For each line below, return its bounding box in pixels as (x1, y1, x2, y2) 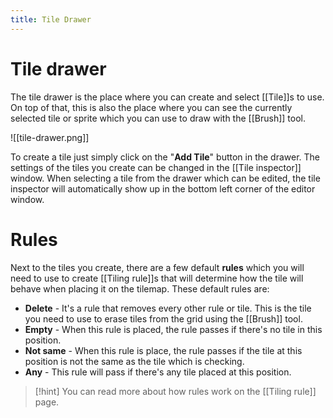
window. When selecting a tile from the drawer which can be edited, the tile (10, 172, 321, 184)
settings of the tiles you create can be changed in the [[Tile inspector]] (10, 161, 302, 173)
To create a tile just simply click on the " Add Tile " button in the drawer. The (10, 151, 321, 163)
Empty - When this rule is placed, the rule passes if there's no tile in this (24, 323, 323, 335)
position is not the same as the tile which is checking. (24, 355, 245, 367)
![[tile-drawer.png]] (10, 131, 90, 143)
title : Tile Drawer (10, 14, 92, 25)
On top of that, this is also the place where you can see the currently (10, 101, 293, 113)
